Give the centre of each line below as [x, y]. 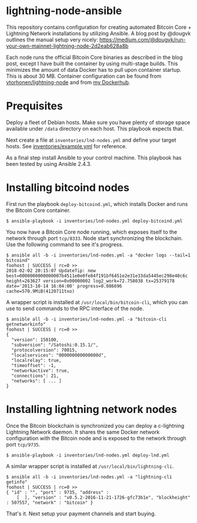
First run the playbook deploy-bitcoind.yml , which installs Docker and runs [97, 204]
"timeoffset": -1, [34, 365]
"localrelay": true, [36, 360]
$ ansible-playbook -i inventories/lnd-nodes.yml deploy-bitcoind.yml [94, 221]
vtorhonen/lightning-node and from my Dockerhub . [68, 82]
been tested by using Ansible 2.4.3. [49, 164]
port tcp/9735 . [23, 444]
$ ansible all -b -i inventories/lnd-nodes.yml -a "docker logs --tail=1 [98, 255]
